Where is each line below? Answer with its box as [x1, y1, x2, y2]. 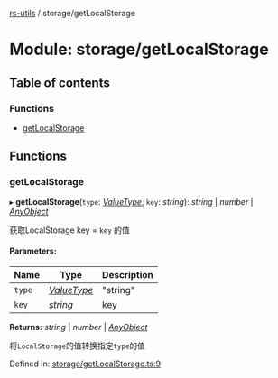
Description [102, 268, 153, 281]
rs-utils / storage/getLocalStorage [9, 8, 135, 18]
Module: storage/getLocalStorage [9, 40, 269, 60]
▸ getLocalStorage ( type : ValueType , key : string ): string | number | [9, 196, 255, 207]
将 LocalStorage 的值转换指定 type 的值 [9, 340, 146, 351]
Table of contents [9, 75, 110, 90]
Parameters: [9, 245, 57, 256]
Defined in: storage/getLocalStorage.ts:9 [9, 358, 161, 369]
